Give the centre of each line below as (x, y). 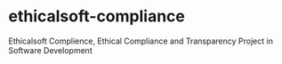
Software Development (50, 50)
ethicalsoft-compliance (97, 16)
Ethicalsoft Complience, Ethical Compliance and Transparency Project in (141, 41)
